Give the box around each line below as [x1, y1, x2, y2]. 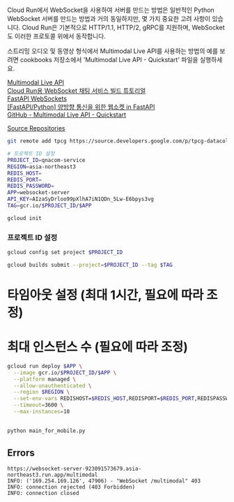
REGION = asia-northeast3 [7, 163, 77, 170]
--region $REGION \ [13, 389, 70, 396]
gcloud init [7, 214, 42, 221]
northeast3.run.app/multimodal [7, 471, 98, 479]
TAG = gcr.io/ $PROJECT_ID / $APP [7, 202, 92, 209]
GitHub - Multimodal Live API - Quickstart [7, 110, 127, 119]
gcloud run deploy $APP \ [7, 362, 82, 369]
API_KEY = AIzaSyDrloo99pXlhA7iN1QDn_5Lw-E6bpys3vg [7, 195, 155, 203]
